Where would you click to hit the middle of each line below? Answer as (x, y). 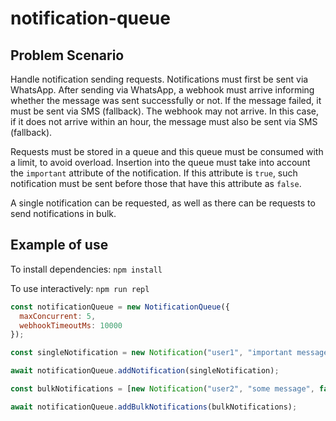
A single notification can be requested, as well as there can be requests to (163, 203)
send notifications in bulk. (63, 213)
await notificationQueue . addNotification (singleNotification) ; (145, 371)
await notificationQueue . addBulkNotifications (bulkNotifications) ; (154, 407)
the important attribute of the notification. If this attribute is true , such (154, 173)
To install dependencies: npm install (86, 269)
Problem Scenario (67, 55)
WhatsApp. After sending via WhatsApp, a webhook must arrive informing (162, 90)
